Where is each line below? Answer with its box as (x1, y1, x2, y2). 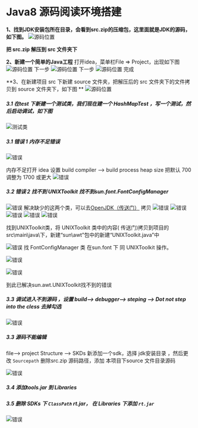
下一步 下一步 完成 (33, 65, 134, 72)
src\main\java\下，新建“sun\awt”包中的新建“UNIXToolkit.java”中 (6, 231, 160, 238)
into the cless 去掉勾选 (6, 303, 62, 310)
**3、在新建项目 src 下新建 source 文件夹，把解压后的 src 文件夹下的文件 (6, 78, 185, 85)
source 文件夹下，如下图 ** (17, 85, 84, 92)
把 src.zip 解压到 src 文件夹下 (6, 45, 78, 53)
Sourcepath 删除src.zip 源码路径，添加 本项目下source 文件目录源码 (12, 357, 176, 364)
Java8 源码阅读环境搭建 (6, 5, 122, 19)
